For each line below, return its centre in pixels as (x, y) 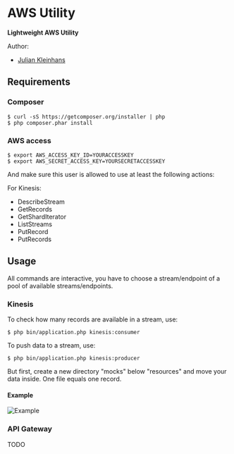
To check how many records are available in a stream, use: (93, 319)
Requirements (39, 82)
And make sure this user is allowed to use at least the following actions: (111, 174)
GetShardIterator (42, 216)
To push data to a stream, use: (51, 345)
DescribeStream (41, 202)
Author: (18, 46)
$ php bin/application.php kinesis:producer (74, 358)
